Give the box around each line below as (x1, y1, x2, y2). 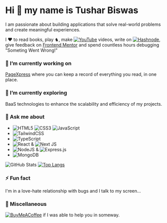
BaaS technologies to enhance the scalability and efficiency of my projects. (5, 101, 162, 107)
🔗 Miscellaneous (5, 201, 47, 208)
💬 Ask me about (5, 113, 45, 120)
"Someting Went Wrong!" (5, 47, 58, 53)
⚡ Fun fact (5, 174, 31, 182)
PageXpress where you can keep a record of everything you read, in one (5, 71, 157, 77)
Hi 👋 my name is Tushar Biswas (5, 5, 139, 16)
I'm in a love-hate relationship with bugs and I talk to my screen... (5, 188, 141, 194)
